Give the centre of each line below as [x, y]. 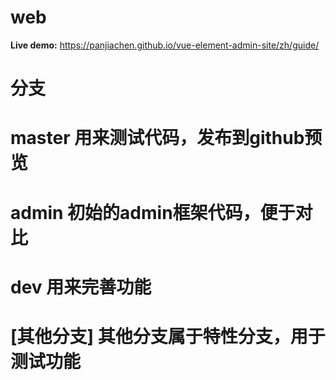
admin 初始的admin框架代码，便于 [153, 212]
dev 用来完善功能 [81, 287]
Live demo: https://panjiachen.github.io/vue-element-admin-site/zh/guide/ [165, 45]
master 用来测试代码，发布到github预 [166, 138]
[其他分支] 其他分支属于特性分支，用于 [168, 336]
